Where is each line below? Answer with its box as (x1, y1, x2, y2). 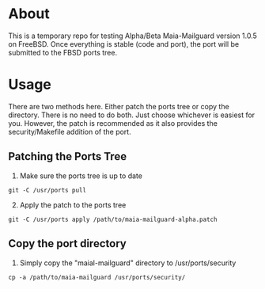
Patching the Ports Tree (8, 150, 127, 163)
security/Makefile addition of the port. (8, 127, 132, 136)
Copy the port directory (8, 237, 127, 250)
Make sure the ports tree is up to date (19, 171, 142, 181)
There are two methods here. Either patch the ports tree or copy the (8, 101, 229, 111)
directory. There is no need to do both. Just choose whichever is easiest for (8, 110, 256, 120)
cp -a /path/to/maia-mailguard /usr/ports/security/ (8, 273, 186, 281)
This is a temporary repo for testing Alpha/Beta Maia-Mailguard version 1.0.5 (8, 31, 257, 40)
